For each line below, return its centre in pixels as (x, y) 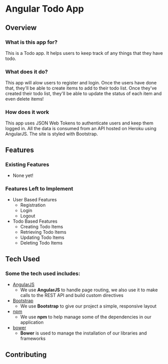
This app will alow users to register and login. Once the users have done (81, 83)
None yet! (23, 175)
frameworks (33, 339)
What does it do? (27, 72)
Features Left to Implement (39, 189)
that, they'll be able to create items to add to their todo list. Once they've (81, 88)
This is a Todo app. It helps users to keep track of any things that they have (84, 53)
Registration (33, 205)
